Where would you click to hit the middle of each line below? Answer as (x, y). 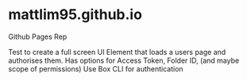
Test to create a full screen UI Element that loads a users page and (117, 52)
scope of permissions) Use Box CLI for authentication (96, 68)
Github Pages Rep (38, 37)
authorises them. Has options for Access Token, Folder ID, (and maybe (124, 60)
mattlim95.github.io (75, 15)
